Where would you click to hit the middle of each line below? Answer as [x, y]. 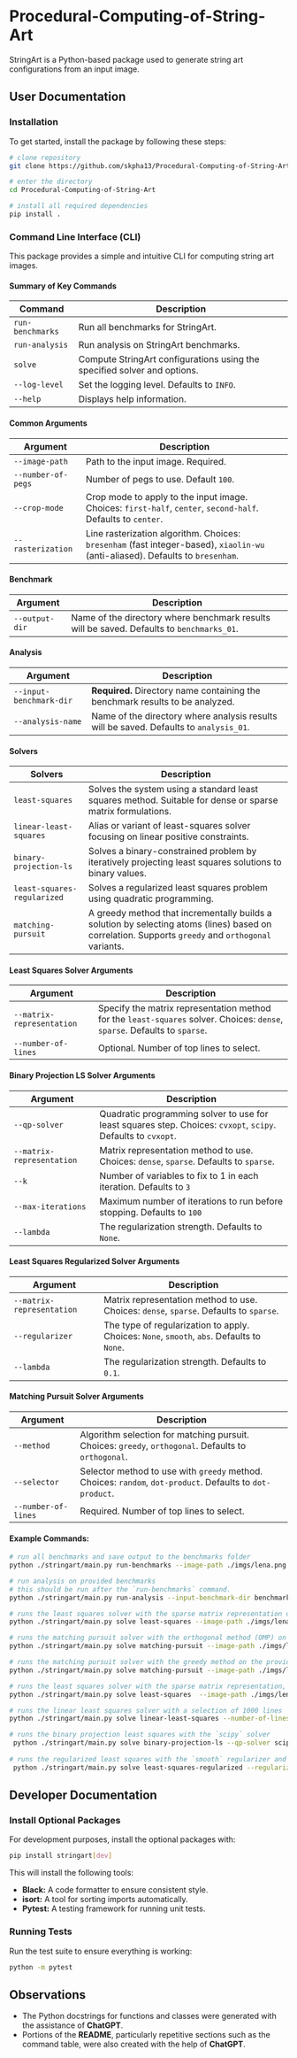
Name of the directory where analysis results [184, 716]
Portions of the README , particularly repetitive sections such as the [146, 2035]
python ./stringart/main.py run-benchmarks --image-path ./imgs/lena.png [148, 1565]
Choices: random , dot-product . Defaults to [165, 1482]
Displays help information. [133, 399]
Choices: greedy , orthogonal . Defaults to [163, 1446]
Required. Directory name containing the [176, 690]
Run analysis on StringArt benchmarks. [159, 345]
